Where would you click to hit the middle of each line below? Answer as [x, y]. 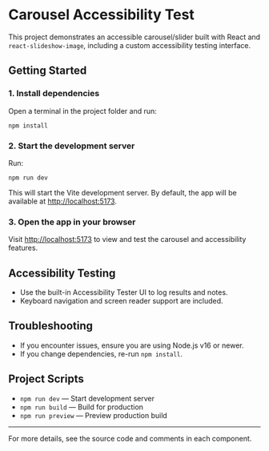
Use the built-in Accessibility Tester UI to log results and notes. [124, 292]
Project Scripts [46, 379]
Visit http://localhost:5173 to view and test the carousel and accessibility [127, 240]
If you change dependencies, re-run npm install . [101, 353]
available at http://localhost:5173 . [63, 201]
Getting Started [48, 71]
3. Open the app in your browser [72, 222]
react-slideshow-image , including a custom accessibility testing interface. [130, 45]
